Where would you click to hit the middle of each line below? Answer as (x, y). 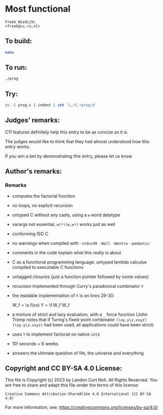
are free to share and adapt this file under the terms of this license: (72, 385)
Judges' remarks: (32, 120)
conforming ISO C (30, 234)
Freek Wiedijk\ (20, 22)
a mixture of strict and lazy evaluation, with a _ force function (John (80, 314)
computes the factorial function (44, 196)
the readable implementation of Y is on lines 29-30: (63, 295)
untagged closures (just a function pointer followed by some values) (81, 277)
